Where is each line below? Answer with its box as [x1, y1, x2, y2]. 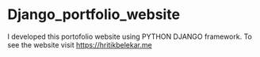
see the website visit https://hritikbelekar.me [7, 40, 152, 49]
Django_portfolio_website [7, 6, 180, 24]
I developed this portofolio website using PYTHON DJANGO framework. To [7, 32, 253, 41]
